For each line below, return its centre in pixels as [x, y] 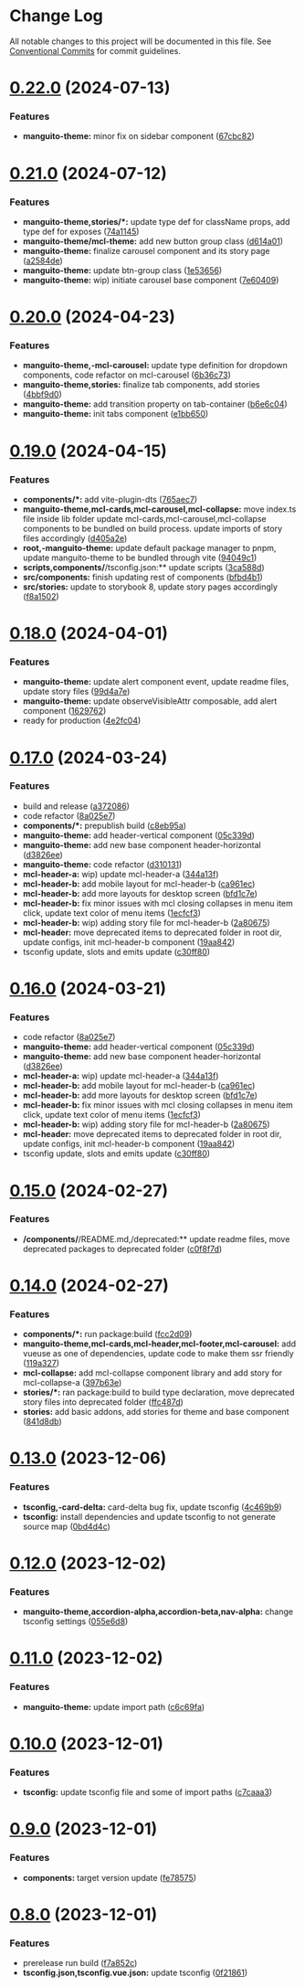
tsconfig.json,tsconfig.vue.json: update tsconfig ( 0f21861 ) [135, 1973]
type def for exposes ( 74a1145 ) [81, 231]
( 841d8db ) [42, 1421]
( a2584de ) [43, 260]
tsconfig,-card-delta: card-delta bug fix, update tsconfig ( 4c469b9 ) [152, 1507]
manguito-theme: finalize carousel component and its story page [147, 250]
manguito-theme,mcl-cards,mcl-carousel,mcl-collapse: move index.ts [159, 509]
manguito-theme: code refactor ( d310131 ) [102, 864]
